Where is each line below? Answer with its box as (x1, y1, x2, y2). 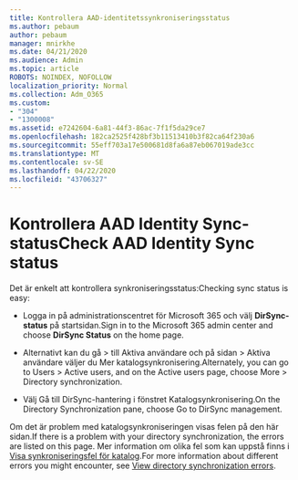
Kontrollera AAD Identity (9, 214, 199, 235)
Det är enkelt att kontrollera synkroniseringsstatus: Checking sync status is (9, 283, 289, 294)
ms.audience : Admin (9, 56, 84, 65)
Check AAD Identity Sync (57, 234, 255, 254)
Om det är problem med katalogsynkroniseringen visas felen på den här (9, 422, 280, 433)
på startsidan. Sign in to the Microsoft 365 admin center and (49, 320, 273, 331)
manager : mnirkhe (9, 38, 76, 48)
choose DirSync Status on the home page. (22, 329, 184, 340)
